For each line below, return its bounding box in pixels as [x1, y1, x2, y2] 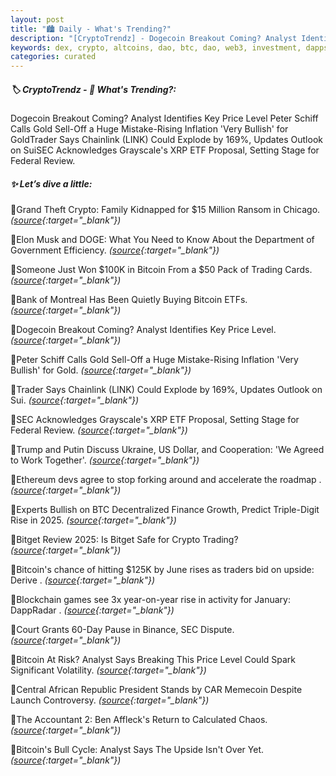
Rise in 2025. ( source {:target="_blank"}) [10, 514, 177, 526]
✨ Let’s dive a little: [10, 177, 93, 190]
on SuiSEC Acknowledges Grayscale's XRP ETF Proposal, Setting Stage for [10, 144, 320, 156]
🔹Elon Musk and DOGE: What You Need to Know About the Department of [10, 234, 315, 246]
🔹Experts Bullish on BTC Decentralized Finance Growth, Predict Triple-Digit [10, 504, 320, 516]
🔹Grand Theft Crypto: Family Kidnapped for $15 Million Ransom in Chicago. [10, 204, 321, 216]
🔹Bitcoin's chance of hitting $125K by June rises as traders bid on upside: [10, 564, 315, 576]
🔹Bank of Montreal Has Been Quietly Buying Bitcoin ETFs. [10, 294, 248, 306]
